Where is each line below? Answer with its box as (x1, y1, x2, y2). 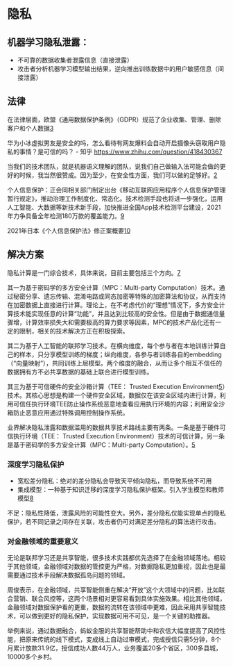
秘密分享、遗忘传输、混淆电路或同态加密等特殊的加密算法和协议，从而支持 (12, 292, 226, 300)
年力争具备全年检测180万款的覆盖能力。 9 (7, 211, 125, 220)
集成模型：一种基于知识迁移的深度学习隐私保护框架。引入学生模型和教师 (17, 485, 224, 493)
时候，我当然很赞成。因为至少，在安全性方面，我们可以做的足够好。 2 (19, 171, 218, 179)
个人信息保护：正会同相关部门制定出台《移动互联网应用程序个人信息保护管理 (7, 186, 226, 194)
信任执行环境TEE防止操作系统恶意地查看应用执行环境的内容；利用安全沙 (19, 400, 225, 408)
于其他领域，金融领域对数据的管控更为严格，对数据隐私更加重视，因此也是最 (7, 562, 226, 570)
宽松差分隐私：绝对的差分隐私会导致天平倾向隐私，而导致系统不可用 (17, 477, 212, 485)
